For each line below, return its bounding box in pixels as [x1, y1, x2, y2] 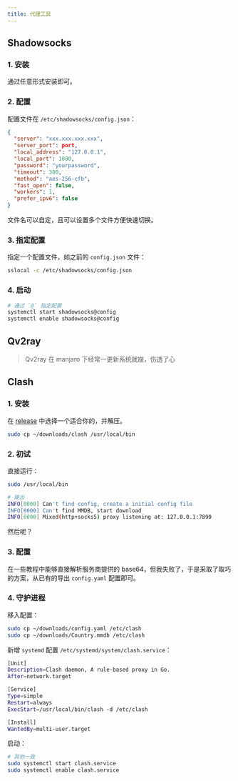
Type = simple [7, 692, 43, 700]
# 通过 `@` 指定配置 [7, 302, 62, 309]
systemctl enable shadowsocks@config [7, 315, 120, 322]
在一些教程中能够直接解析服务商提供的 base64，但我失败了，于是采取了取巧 [7, 564, 232, 573]
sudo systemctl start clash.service [7, 760, 116, 767]
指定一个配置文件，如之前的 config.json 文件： [7, 253, 146, 262]
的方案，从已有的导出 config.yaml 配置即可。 [7, 573, 140, 582]
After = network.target [7, 673, 72, 680]
